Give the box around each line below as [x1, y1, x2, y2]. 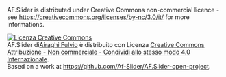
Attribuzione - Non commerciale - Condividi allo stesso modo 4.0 [7, 48, 190, 56]
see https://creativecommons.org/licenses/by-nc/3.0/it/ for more [7, 13, 190, 21]
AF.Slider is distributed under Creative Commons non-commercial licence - [7, 6, 220, 14]
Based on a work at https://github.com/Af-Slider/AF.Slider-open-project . [7, 63, 211, 70]
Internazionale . [7, 55, 49, 63]
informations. [7, 20, 45, 28]
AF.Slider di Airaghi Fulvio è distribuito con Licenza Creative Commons [7, 41, 205, 48]
